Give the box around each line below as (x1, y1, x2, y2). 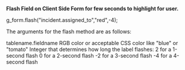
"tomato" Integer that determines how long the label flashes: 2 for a (6, 46, 171, 53)
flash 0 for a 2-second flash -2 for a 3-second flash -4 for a (26, 52, 173, 59)
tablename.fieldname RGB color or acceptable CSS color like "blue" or (6, 40, 178, 46)
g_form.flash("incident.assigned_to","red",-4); (6, 17, 118, 23)
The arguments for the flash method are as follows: (6, 28, 132, 35)
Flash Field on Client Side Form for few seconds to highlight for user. (6, 5, 179, 12)
